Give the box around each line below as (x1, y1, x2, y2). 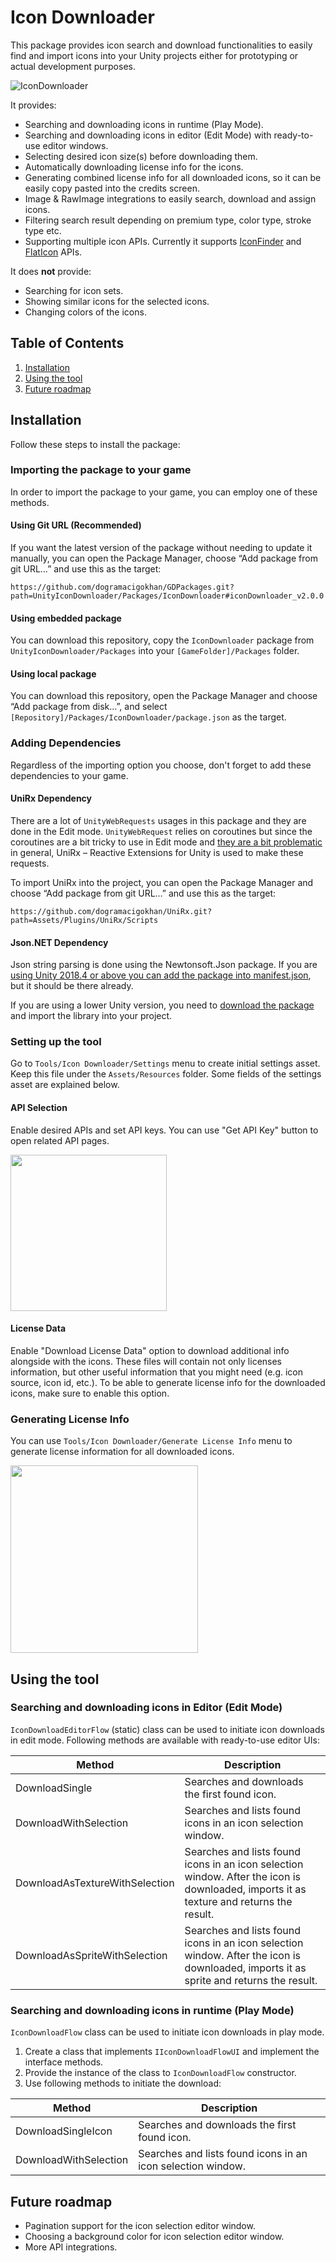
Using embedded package (10, 612, 122, 624)
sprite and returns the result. (184, 1973, 318, 1987)
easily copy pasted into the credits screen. (24, 182, 200, 194)
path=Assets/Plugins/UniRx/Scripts (10, 915, 159, 925)
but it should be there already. (10, 980, 134, 992)
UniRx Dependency (10, 792, 93, 805)
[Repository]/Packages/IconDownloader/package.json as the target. (10, 711, 287, 723)
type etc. (24, 224, 62, 236)
